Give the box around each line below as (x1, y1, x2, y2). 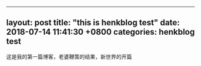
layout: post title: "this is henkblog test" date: (6, 17, 180, 28)
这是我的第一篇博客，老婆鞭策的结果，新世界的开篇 (6, 53, 132, 60)
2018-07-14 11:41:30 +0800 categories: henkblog (6, 27, 196, 37)
